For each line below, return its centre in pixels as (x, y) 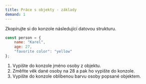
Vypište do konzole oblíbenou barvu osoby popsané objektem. (76, 76)
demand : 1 (15, 14)
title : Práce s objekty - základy (41, 10)
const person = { (23, 38)
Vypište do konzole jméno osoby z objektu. (57, 66)
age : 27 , (23, 47)
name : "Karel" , (30, 42)
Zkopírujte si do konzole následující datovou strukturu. (61, 28)
